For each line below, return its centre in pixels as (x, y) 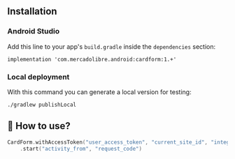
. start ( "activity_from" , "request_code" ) (81, 149)
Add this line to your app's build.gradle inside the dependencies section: (112, 46)
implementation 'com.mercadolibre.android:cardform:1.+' (92, 59)
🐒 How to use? (39, 126)
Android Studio (34, 31)
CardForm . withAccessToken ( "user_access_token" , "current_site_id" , (108, 142)
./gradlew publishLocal (42, 105)
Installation (32, 12)
